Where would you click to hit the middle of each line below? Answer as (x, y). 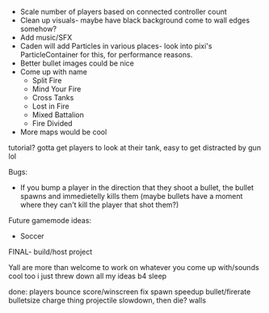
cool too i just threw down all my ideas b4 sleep (88, 276)
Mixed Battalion (58, 115)
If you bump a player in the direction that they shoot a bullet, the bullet (137, 188)
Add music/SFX (46, 37)
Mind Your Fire (57, 89)
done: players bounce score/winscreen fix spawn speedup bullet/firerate (130, 292)
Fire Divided (52, 123)
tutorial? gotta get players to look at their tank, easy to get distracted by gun (134, 148)
